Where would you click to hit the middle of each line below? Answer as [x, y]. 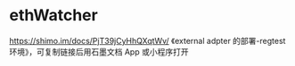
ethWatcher [53, 15]
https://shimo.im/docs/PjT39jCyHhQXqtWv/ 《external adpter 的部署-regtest [147, 40]
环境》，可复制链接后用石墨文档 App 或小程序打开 [99, 51]
